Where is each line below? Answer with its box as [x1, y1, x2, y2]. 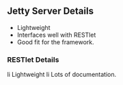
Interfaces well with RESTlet [16, 31, 96, 39]
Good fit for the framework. [16, 37, 94, 46]
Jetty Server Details [7, 5, 94, 17]
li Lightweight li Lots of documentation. [7, 71, 117, 79]
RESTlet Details [7, 54, 59, 64]
